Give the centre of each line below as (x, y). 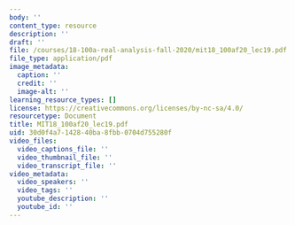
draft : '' (27, 42)
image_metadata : (39, 67)
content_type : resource (53, 26)
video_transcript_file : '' (67, 166)
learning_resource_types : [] (63, 100)
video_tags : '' (45, 190)
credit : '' (37, 83)
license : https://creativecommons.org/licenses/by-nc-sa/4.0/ (126, 108)
